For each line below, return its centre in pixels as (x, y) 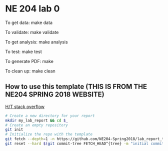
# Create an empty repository (37, 125)
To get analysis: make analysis (37, 42)
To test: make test (23, 51)
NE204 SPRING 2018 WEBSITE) (55, 95)
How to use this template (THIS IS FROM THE (76, 87)
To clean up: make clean (30, 71)
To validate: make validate (32, 32)
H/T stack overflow (25, 106)
